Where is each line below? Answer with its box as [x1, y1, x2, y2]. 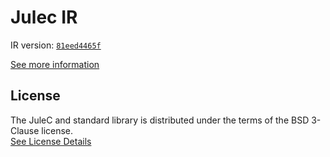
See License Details [10, 135, 92, 147]
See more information [10, 58, 100, 70]
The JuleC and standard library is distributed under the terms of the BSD [10, 114, 310, 126]
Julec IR [10, 6, 78, 29]
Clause [10, 124, 40, 136]
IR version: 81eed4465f [10, 39, 102, 51]
